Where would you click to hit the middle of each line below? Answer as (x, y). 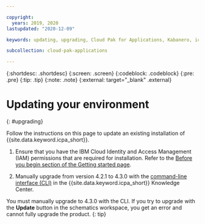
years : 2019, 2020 (35, 23)
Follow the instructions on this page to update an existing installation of (96, 133)
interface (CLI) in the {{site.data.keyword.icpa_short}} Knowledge (97, 183)
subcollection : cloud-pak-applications (57, 51)
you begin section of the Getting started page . (73, 165)
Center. (24, 189)
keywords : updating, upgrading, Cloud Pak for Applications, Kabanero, (99, 40)
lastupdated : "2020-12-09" (41, 29)
